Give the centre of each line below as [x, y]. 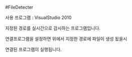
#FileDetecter [19, 7]
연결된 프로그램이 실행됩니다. [33, 49]
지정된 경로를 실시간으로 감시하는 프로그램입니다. [53, 28]
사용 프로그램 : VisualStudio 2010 [38, 17]
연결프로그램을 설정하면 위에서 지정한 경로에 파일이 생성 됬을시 [66, 39]
